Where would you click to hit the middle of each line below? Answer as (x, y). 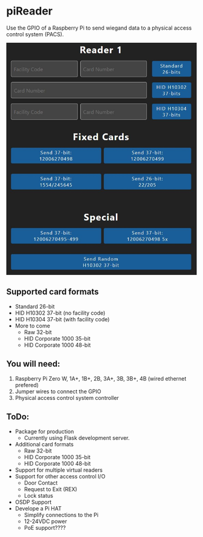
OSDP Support (33, 502)
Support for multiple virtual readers (59, 470)
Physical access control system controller (67, 397)
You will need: (33, 364)
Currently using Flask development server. (77, 438)
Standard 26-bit (35, 306)
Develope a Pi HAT (38, 508)
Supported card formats (53, 292)
